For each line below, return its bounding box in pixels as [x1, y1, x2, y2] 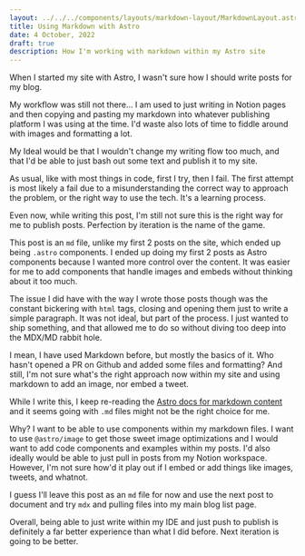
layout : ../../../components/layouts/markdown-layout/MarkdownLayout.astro [9, 13, 302, 23]
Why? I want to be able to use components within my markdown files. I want [9, 423, 294, 434]
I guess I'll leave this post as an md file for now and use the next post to [9, 490, 274, 501]
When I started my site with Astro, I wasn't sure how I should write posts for [9, 72, 292, 83]
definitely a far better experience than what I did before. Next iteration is [9, 526, 280, 537]
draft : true [9, 38, 54, 48]
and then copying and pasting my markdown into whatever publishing [9, 109, 271, 120]
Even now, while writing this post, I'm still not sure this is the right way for [9, 210, 284, 221]
